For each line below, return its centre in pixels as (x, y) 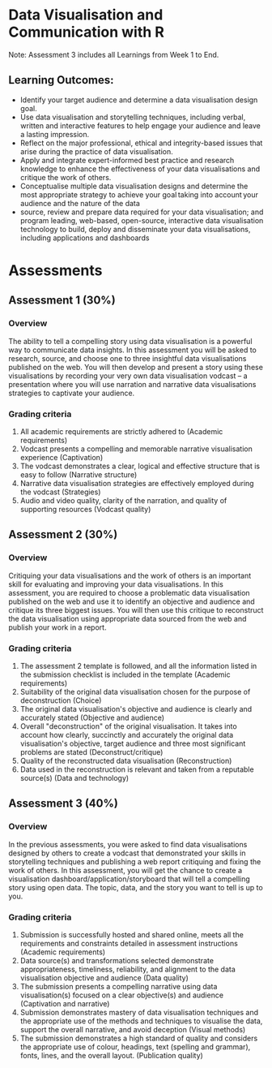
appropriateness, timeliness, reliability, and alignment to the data (128, 969)
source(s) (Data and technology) (74, 777)
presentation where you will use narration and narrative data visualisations (132, 384)
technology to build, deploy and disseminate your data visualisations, (135, 229)
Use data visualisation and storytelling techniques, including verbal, (133, 117)
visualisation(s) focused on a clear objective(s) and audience (122, 995)
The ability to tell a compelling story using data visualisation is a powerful (130, 341)
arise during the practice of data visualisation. (97, 151)
